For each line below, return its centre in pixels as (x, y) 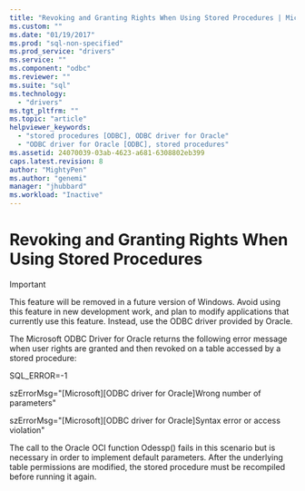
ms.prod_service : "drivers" (63, 52)
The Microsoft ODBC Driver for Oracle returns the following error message (148, 339)
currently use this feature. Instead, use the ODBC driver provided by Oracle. (151, 321)
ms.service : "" (38, 60)
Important (28, 284)
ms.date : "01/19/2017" (52, 34)
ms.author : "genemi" (49, 178)
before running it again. (53, 476)
